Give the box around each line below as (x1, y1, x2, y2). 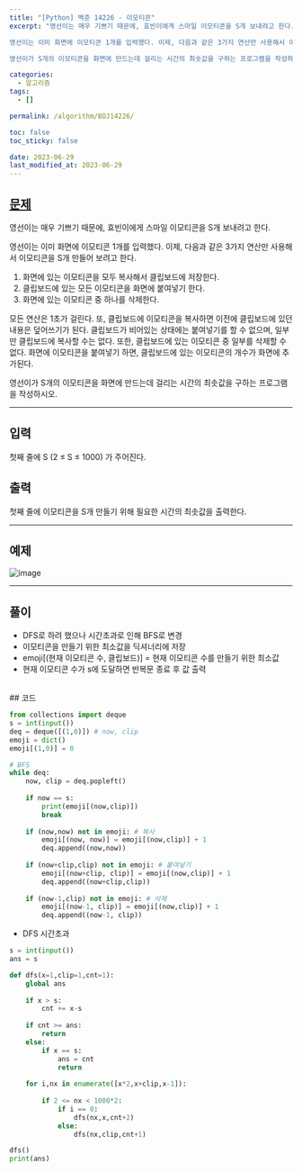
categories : (9, 70, 54, 79)
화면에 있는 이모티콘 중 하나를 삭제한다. (22, 293, 160, 304)
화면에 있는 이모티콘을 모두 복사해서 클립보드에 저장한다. (22, 271, 220, 282)
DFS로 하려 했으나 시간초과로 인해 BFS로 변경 (22, 630, 182, 641)
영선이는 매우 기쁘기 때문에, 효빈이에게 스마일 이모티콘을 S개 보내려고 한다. (9, 221, 271, 232)
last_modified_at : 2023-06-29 (9, 161, 123, 170)
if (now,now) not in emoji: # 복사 (25, 827, 155, 836)
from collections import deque (9, 710, 127, 720)
